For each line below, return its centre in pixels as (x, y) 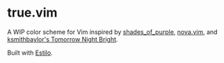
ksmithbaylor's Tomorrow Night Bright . (63, 39)
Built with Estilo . (30, 53)
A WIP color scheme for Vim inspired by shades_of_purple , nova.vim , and (112, 32)
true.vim (32, 13)
